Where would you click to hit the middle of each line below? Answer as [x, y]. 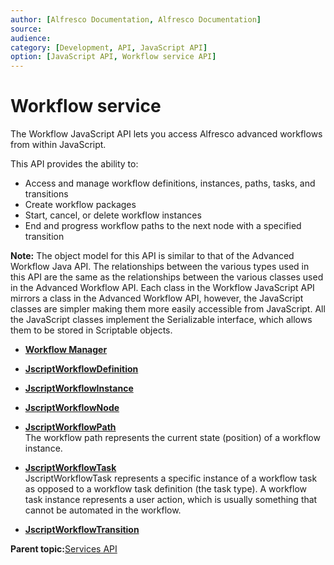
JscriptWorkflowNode [72, 408]
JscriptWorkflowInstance [79, 388]
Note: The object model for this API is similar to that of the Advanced [152, 256]
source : [26, 29]
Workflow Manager [66, 350]
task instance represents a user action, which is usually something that [171, 500]
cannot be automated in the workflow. [103, 510]
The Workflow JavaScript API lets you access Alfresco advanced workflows [166, 134]
